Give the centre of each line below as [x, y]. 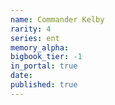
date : [21, 76]
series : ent [35, 38]
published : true [44, 85]
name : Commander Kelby [57, 19]
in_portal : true [44, 66]
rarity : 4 [31, 29]
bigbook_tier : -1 [46, 57]
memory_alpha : [40, 47]
